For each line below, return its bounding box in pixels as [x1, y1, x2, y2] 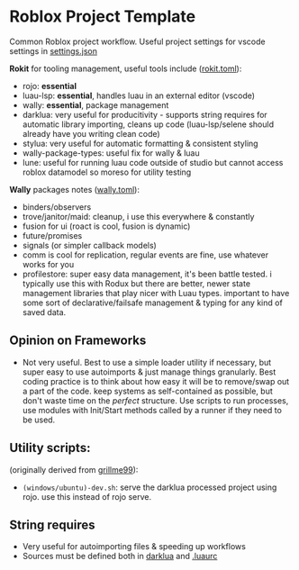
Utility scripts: [9, 440, 91, 456]
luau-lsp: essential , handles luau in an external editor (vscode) [22, 90, 255, 101]
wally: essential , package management [22, 99, 169, 110]
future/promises [22, 230, 83, 240]
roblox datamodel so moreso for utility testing [22, 167, 192, 177]
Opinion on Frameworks [9, 333, 147, 348]
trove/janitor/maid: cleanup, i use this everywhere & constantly [22, 211, 255, 222]
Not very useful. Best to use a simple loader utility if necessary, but [22, 357, 272, 367]
